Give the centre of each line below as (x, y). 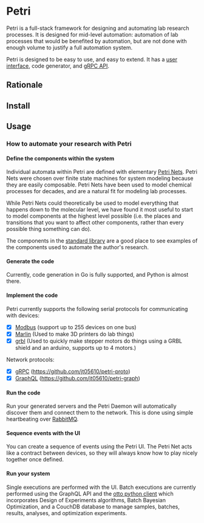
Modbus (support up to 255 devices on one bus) (76, 327)
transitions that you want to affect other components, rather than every (95, 222)
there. (14, 281)
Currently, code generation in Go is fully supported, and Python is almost (97, 275)
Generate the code (30, 261)
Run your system (28, 473)
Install (18, 106)
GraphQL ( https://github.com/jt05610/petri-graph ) (78, 378)
